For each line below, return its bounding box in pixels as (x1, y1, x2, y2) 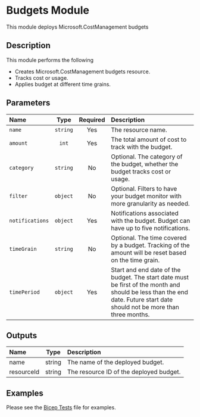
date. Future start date (111, 295, 173, 304)
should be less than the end (111, 288, 189, 296)
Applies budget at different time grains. (14, 80, 111, 88)
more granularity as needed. (111, 199, 190, 207)
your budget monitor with (111, 192, 182, 200)
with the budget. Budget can (111, 216, 190, 225)
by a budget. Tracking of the (111, 241, 190, 249)
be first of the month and (111, 281, 180, 289)
